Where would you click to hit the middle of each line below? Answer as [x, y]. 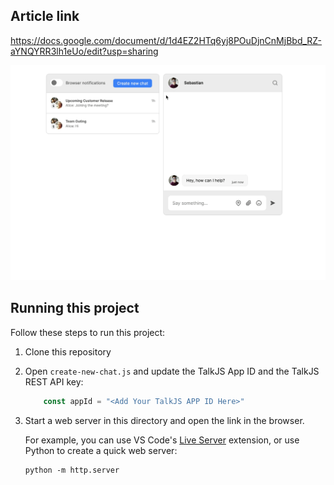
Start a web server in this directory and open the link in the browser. [164, 420]
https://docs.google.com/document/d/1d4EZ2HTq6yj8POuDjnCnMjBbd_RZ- [166, 40]
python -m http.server [72, 470]
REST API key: [54, 381]
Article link [45, 16]
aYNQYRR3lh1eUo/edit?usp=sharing [84, 51]
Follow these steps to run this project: [88, 332]
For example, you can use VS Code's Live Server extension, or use [162, 440]
